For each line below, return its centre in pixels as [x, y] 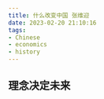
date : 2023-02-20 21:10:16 [52, 23]
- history [24, 52]
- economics [28, 45]
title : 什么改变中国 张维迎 [49, 15]
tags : [17, 30]
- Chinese [24, 37]
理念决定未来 [39, 86]
